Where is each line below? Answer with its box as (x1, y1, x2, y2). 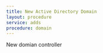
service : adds (6, 19, 42, 25)
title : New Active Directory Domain (6, 8, 97, 15)
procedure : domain (6, 25, 52, 31)
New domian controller (6, 41, 63, 48)
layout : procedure (6, 14, 52, 20)
